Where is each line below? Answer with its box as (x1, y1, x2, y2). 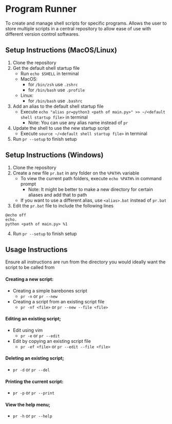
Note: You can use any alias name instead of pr (28, 119, 128, 126)
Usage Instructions (5, 245, 68, 254)
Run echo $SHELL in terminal (20, 70, 79, 76)
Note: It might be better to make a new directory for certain (28, 186, 153, 192)
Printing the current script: (5, 378, 64, 384)
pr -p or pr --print (12, 390, 55, 396)
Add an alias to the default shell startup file (12, 103, 104, 109)
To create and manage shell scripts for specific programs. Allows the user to (5, 20, 167, 26)
